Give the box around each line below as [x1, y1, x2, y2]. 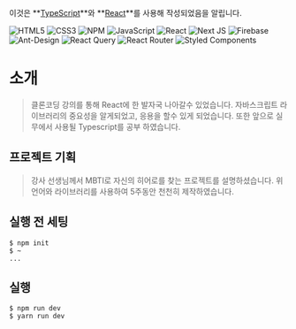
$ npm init [9, 238, 49, 248]
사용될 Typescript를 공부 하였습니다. [54, 121, 181, 132]
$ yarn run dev [9, 312, 65, 321]
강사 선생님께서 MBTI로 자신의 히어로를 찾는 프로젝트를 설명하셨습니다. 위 [30, 175, 284, 186]
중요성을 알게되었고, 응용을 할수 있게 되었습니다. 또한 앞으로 [69, 110, 274, 121]
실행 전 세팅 [9, 215, 69, 230]
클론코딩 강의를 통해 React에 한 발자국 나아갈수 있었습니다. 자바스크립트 [30, 99, 278, 110]
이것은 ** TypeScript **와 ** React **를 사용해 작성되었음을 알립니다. [9, 8, 242, 18]
